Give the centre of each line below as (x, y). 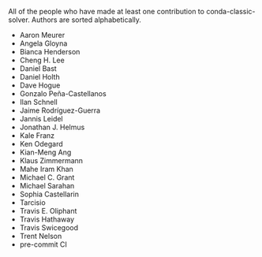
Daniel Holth (40, 77)
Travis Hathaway (47, 219)
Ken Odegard (41, 144)
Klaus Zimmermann (51, 160)
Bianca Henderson (50, 52)
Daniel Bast (38, 69)
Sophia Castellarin (49, 194)
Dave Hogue (40, 85)
